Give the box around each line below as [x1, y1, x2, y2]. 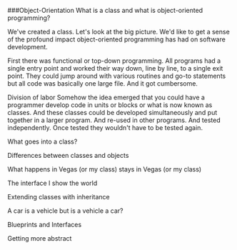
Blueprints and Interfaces [7, 221, 82, 229]
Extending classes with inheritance [7, 193, 110, 201]
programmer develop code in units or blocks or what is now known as [7, 101, 213, 109]
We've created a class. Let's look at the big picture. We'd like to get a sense [7, 28, 230, 36]
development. [7, 43, 48, 51]
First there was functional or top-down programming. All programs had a [7, 56, 221, 65]
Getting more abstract [7, 234, 72, 242]
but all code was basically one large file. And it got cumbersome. [7, 79, 198, 88]
